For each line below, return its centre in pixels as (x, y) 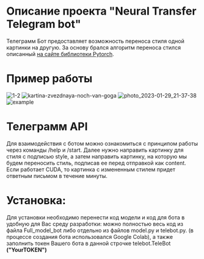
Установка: (36, 200)
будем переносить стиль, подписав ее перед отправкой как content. (96, 163)
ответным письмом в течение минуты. (57, 176)
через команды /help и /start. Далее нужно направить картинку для (95, 150)
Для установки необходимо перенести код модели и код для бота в (96, 217)
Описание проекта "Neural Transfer (101, 11)
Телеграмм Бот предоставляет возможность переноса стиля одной (95, 41)
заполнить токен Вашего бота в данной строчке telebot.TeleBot (89, 243)
